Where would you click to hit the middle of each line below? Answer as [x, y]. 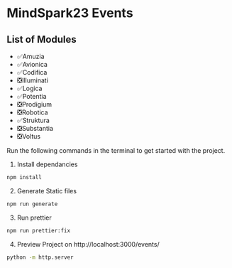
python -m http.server [40, 257]
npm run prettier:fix [39, 230]
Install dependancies [47, 164]
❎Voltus [28, 136]
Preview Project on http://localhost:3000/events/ [88, 244]
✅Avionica [32, 64]
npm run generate [32, 204]
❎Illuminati [33, 80]
